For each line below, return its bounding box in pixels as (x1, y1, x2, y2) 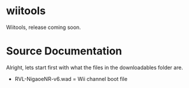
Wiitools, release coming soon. (6, 24, 82, 31)
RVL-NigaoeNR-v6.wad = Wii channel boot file (14, 75, 128, 82)
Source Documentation (6, 44, 122, 58)
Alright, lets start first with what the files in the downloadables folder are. (6, 64, 183, 71)
